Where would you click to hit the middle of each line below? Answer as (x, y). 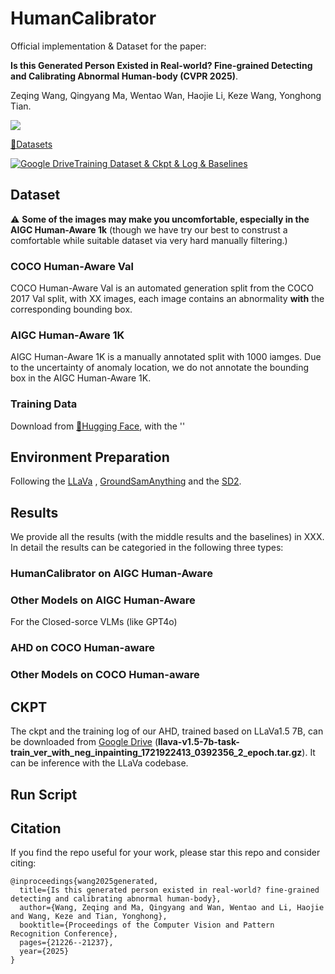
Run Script (44, 794)
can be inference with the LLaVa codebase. (99, 763)
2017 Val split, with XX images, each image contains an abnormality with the (167, 299)
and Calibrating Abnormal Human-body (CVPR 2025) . (124, 76)
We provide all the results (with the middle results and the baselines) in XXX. (167, 537)
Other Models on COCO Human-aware (105, 675)
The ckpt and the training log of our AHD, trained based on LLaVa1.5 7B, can (167, 731)
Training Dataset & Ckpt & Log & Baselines (160, 163)
